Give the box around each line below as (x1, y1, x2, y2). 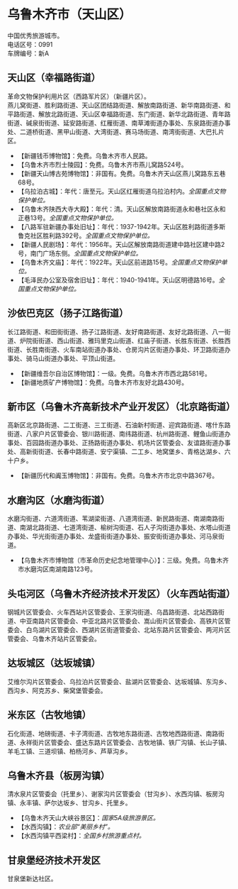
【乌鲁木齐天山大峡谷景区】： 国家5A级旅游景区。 (17, 814, 159, 822)
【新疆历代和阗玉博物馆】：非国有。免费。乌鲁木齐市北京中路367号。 (17, 471, 219, 480)
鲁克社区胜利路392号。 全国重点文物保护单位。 (17, 231, 154, 240)
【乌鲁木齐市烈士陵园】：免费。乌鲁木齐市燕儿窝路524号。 (17, 160, 188, 169)
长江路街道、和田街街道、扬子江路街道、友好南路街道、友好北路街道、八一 (7, 327, 225, 336)
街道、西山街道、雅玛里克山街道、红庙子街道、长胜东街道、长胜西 (38, 336, 231, 345)
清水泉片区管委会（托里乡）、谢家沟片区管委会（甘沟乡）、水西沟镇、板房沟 (7, 790, 225, 798)
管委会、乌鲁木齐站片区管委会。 (7, 634, 101, 643)
